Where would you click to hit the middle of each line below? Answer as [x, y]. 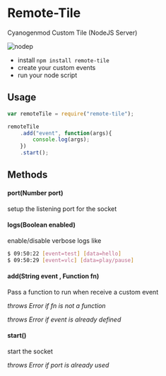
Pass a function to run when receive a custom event [83, 292]
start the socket [30, 351]
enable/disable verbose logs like [54, 240]
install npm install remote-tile [63, 60]
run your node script [47, 75]
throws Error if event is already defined [64, 319]
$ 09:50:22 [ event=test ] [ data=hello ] [64, 253]
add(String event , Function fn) [53, 276]
